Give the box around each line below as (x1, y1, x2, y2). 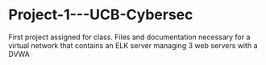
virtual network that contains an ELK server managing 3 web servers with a (8, 40, 258, 50)
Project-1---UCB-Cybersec (8, 6, 193, 24)
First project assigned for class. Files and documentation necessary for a (8, 32, 251, 42)
